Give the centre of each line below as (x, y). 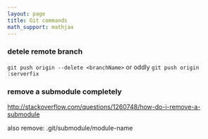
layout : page (26, 14)
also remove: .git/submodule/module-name (70, 128)
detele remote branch (45, 52)
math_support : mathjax (41, 27)
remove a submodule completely (65, 91)
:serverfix (23, 74)
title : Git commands (38, 20)
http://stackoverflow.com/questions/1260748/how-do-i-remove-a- (104, 107)
